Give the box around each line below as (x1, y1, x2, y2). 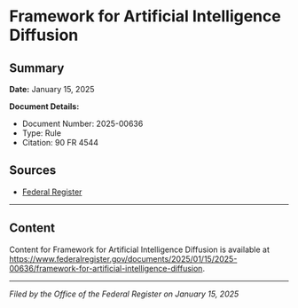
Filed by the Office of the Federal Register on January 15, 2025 (9, 288, 239, 299)
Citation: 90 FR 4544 (21, 138, 99, 147)
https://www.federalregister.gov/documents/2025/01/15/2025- (9, 253, 238, 264)
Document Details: (9, 101, 80, 112)
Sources (9, 162, 57, 178)
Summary (9, 60, 65, 75)
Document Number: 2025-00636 (21, 118, 144, 129)
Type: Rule (21, 128, 62, 138)
